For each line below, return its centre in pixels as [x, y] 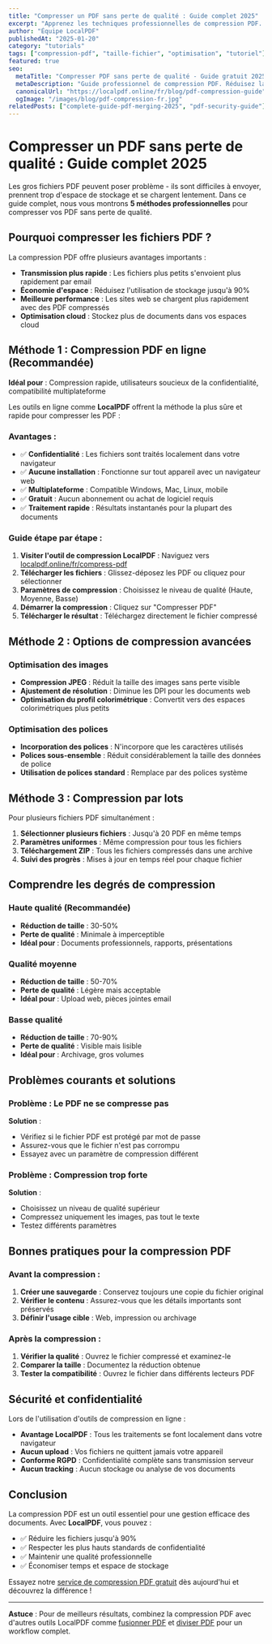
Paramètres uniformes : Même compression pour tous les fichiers [131, 842]
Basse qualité [36, 1019]
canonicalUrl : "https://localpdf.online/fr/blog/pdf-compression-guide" [141, 91]
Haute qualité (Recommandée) [70, 908]
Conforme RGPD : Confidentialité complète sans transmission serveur [137, 1461]
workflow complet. [40, 1631]
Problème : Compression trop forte [78, 1175]
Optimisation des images [59, 665]
